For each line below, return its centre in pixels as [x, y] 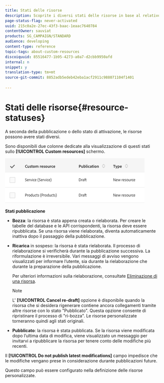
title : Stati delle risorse [34, 10]
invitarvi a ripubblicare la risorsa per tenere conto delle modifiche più [82, 341]
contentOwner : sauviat [28, 31]
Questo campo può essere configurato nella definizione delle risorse [74, 370]
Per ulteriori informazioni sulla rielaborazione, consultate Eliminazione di [85, 276]
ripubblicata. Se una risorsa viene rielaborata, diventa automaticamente [84, 231]
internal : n [17, 62]
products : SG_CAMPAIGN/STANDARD [38, 36]
